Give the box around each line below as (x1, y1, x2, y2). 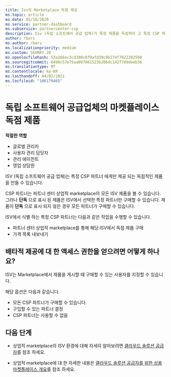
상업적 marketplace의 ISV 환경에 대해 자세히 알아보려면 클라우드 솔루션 (12, 343, 155, 349)
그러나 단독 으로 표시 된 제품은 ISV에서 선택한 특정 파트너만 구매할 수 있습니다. (5, 196, 160, 202)
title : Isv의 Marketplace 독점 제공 (5, 7, 78, 13)
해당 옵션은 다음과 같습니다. (5, 288, 60, 295)
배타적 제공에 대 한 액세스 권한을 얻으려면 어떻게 (5, 247, 146, 256)
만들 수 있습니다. (10, 179, 43, 186)
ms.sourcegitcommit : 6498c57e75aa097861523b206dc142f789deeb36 (5, 60, 142, 65)
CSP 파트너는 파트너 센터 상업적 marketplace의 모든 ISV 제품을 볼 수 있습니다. (5, 190, 161, 196)
